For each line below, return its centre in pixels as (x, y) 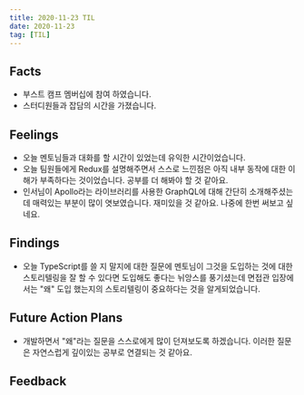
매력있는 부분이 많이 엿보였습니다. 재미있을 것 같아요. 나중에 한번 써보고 (158, 203)
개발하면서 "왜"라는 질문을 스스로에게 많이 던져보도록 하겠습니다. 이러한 (148, 341)
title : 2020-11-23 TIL (52, 18)
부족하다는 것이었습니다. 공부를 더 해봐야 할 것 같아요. (134, 180)
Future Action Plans (66, 318)
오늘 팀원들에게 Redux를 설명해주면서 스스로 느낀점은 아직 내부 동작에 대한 (154, 169)
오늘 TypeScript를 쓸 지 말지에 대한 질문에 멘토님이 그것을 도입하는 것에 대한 (157, 266)
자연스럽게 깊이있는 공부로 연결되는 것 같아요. (112, 352)
